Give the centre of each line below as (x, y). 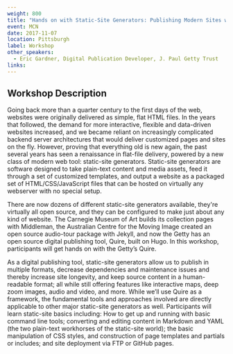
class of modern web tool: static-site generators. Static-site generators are (114, 162)
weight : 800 (24, 14)
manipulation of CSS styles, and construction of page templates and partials (116, 336)
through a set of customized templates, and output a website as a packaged (116, 176)
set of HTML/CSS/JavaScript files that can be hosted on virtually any (105, 184)
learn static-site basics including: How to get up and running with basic (109, 314)
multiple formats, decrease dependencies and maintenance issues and (108, 270)
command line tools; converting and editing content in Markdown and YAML (115, 321)
